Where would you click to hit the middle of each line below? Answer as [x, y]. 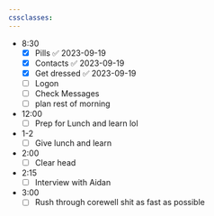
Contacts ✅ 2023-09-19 [80, 63]
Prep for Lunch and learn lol [86, 123]
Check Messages [67, 93]
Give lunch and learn [73, 143]
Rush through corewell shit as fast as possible [120, 202]
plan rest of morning [72, 103]
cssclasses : [31, 18]
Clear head [55, 163]
